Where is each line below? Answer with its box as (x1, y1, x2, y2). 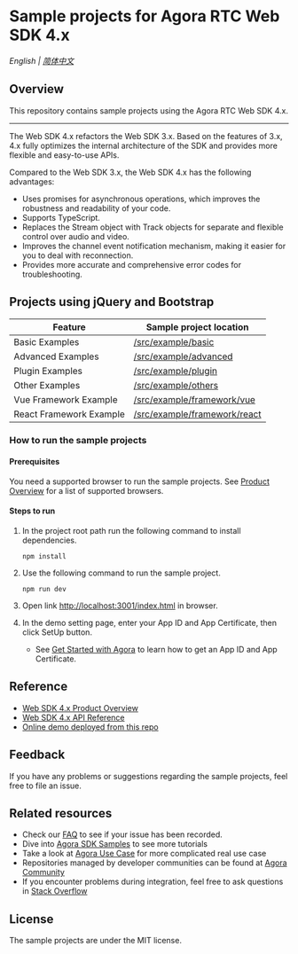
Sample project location (145, 321, 249, 333)
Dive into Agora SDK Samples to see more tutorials (21, 839, 208, 849)
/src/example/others (133, 379, 219, 391)
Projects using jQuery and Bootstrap (9, 294, 215, 309)
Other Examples (13, 379, 81, 391)
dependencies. (21, 535, 77, 545)
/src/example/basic (133, 335, 215, 348)
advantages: (9, 176, 55, 187)
